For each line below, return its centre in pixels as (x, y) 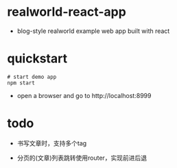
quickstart (37, 59)
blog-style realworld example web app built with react (93, 31)
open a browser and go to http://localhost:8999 (84, 95)
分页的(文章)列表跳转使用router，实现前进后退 (82, 158)
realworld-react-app (67, 12)
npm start (21, 83)
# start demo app (32, 77)
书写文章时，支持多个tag (52, 143)
